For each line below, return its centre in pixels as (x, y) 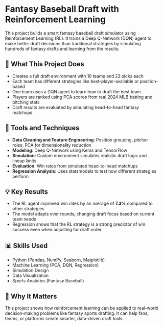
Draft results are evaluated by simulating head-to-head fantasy (76, 107)
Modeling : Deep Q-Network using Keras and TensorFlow (70, 150)
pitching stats (26, 102)
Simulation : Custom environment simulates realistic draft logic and (79, 155)
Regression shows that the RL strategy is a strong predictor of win (79, 224)
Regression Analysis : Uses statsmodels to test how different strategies (84, 171)
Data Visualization (30, 275)
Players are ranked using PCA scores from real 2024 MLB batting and (82, 97)
